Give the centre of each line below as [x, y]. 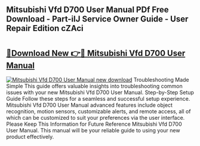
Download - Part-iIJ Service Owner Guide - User [97, 19]
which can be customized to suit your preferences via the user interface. [96, 118]
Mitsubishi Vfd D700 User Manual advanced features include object [90, 105]
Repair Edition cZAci [45, 28]
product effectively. [30, 137]
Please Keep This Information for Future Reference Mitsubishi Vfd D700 [94, 124]
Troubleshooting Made [161, 80]
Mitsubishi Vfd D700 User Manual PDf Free [87, 10]
